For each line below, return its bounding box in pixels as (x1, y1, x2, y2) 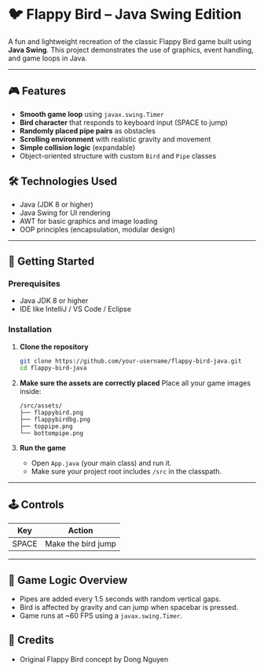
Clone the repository (19, 341, 89, 351)
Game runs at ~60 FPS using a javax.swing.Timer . (19, 611, 183, 620)
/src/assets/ (19, 402, 63, 410)
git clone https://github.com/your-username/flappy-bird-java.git (19, 357, 242, 365)
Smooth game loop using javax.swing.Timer (19, 109, 164, 119)
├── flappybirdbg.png (19, 416, 90, 424)
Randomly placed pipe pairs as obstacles (19, 126, 156, 135)
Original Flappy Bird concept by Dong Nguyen (19, 654, 169, 663)
